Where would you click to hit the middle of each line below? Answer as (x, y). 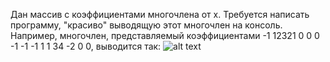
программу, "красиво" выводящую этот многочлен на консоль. (146, 25)
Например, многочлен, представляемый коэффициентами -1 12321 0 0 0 (165, 35)
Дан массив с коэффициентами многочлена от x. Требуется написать (160, 14)
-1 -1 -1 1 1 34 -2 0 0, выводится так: (86, 46)
